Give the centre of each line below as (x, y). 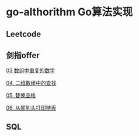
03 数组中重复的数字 (31, 70)
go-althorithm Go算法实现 (69, 12)
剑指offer (23, 55)
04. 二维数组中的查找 (31, 83)
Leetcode (24, 34)
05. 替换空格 (21, 96)
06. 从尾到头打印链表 (31, 108)
